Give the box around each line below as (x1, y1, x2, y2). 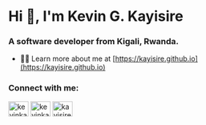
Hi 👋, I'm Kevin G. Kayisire (8, 7, 184, 26)
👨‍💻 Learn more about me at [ (19, 54, 116, 63)
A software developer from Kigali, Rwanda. (8, 36, 179, 47)
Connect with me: (8, 83, 79, 94)
